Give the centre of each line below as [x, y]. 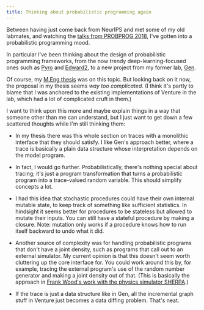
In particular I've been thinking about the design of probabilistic [86, 54]
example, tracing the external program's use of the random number [100, 269]
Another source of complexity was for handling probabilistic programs [103, 243]
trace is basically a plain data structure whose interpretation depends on [106, 148]
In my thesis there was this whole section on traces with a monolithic [102, 135]
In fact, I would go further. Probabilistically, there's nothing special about [106, 167]
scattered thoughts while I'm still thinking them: [66, 124]
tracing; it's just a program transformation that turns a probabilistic [99, 173]
